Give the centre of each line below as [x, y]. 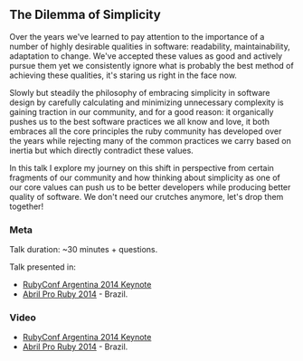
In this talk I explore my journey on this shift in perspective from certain [142, 167]
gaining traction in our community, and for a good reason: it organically [142, 111]
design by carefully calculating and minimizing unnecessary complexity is [147, 102]
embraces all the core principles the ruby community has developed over [146, 131]
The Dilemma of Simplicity [85, 15]
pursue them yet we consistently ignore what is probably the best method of [151, 65]
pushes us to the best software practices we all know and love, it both [139, 121]
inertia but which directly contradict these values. [102, 150]
